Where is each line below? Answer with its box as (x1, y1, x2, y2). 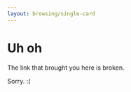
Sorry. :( (7, 77, 31, 85)
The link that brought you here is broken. (7, 63, 125, 72)
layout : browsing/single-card (7, 10, 96, 17)
